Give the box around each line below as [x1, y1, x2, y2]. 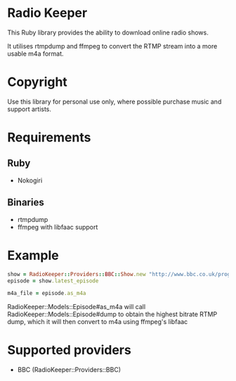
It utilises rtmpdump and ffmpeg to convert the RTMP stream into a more [7, 42, 218, 50]
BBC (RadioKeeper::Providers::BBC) [17, 366, 122, 374]
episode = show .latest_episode [7, 277, 99, 285]
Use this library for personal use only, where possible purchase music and [7, 97, 222, 106]
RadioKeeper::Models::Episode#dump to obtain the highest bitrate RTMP [7, 310, 218, 318]
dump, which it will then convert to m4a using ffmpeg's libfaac [7, 318, 188, 326]
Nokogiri [17, 176, 43, 185]
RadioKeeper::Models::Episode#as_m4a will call [7, 303, 146, 311]
